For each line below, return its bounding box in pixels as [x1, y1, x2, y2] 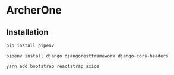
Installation [6, 27, 49, 37]
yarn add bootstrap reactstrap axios [6, 63, 100, 69]
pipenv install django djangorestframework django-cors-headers [6, 53, 169, 59]
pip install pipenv [6, 43, 55, 48]
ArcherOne [6, 4, 62, 17]
